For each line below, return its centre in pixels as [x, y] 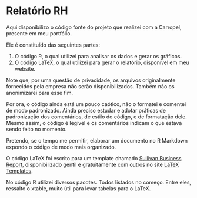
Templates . [20, 171]
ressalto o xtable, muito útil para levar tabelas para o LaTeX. [79, 188]
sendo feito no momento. [36, 129]
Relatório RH [37, 11]
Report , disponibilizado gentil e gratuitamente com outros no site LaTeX [93, 164]
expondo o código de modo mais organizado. [61, 147]
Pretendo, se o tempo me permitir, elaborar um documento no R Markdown [97, 140]
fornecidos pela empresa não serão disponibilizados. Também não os [90, 86]
